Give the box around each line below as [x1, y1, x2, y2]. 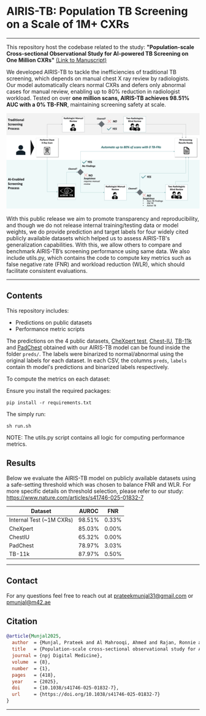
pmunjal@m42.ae [6, 598, 51, 606]
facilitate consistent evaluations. [6, 267, 88, 274]
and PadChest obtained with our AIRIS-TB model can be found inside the [6, 343, 190, 351]
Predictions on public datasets [15, 319, 92, 326]
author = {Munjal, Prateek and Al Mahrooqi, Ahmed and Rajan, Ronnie [12, 639, 196, 646]
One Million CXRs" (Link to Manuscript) [6, 56, 107, 64]
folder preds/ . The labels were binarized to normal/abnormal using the [6, 350, 184, 357]
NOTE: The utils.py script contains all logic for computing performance [6, 433, 185, 441]
